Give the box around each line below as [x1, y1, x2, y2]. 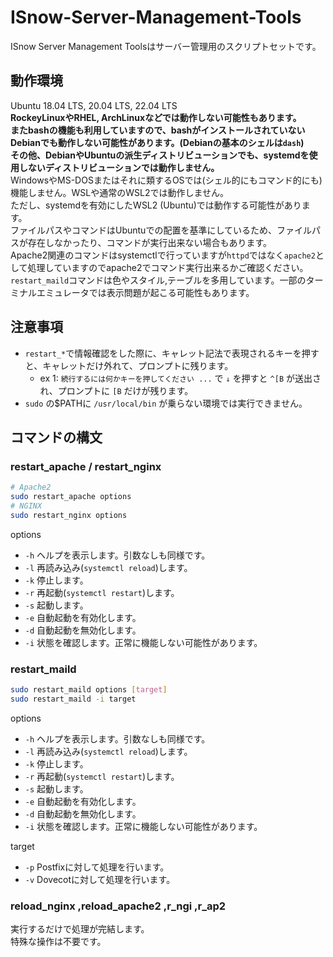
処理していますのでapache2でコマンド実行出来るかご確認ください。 [27, 261, 309, 273]
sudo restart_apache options [10, 492, 132, 502]
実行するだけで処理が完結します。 [10, 923, 150, 935]
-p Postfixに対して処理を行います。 [24, 861, 170, 873]
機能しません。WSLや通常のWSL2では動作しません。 [10, 186, 230, 198]
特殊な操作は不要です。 [10, 936, 107, 948]
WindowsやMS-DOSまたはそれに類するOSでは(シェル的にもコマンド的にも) [10, 174, 323, 186]
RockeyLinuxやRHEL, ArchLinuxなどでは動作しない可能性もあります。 [10, 111, 302, 123]
